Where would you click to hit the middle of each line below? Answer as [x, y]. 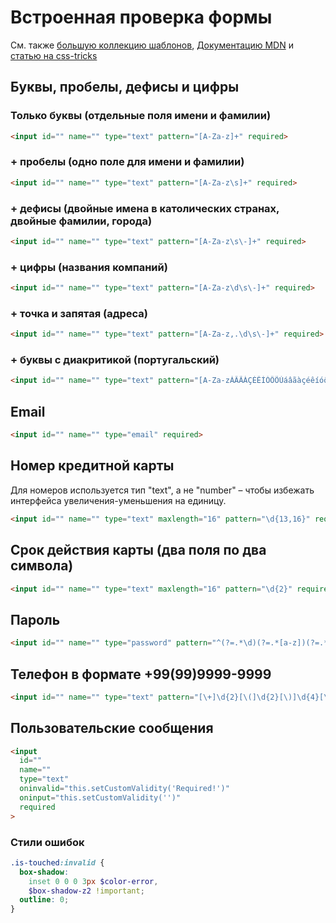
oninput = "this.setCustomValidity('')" [100, 797]
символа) [42, 566]
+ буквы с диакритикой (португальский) [115, 360]
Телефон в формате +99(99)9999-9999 [141, 674]
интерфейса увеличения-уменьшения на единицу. [118, 500]
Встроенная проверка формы [141, 17]
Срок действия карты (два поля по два [138, 550]
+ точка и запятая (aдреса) [79, 313]
